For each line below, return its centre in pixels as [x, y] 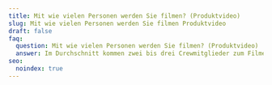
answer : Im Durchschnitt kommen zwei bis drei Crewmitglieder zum [130, 53]
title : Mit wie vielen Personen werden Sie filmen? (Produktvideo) [125, 16]
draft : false [30, 31]
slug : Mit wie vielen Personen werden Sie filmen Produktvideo [117, 23]
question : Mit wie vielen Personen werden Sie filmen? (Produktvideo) [137, 46]
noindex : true [39, 69]
